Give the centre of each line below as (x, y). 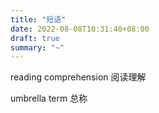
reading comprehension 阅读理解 (78, 77)
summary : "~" (37, 47)
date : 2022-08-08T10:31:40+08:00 (80, 29)
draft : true (35, 38)
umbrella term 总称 (49, 98)
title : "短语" (38, 19)
